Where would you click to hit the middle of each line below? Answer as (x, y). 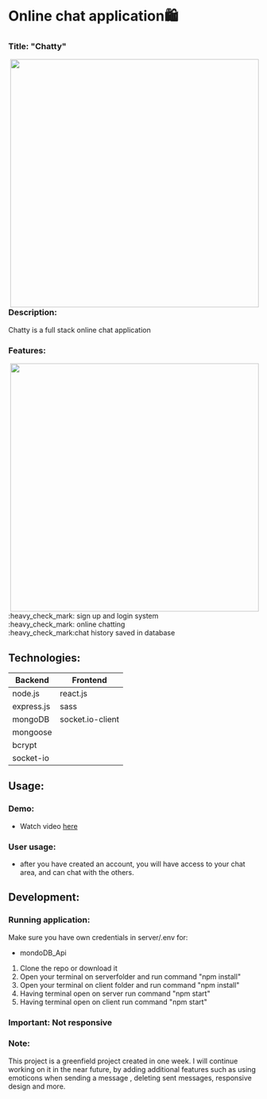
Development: (44, 898)
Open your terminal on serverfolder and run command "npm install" (130, 976)
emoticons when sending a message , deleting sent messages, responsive (130, 1078)
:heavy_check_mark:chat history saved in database (92, 633)
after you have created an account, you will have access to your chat (132, 864)
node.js (26, 693)
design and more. (37, 1086)
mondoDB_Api (43, 952)
